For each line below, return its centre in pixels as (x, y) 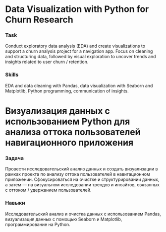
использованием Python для (68, 121)
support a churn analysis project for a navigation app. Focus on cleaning (79, 51)
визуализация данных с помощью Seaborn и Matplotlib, (64, 219)
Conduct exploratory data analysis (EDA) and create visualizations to (75, 46)
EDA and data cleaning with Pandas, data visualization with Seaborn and (79, 85)
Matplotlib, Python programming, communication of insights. (67, 91)
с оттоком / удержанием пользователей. (48, 190)
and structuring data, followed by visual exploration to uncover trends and (81, 57)
